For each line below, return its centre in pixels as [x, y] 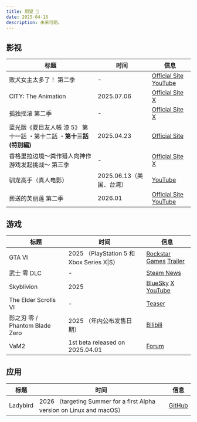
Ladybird [21, 405]
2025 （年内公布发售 [97, 321]
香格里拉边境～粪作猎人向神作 [50, 156]
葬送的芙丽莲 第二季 [36, 199]
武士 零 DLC [26, 273]
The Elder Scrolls [33, 300]
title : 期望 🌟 [23, 11]
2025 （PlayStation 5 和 [102, 253]
